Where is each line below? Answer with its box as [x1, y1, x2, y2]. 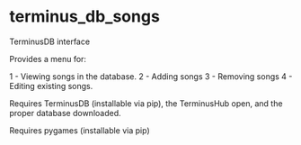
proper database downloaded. [9, 107, 121, 118]
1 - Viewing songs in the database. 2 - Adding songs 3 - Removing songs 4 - [9, 70, 293, 82]
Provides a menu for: [9, 53, 87, 64]
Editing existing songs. [9, 80, 93, 91]
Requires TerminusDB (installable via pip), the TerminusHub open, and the [9, 97, 283, 109]
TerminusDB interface [9, 36, 91, 47]
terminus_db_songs [9, 6, 160, 27]
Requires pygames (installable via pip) [9, 124, 150, 136]
